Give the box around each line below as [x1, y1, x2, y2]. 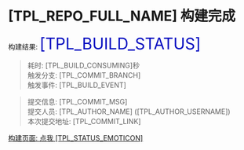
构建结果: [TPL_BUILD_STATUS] [8, 33, 202, 53]
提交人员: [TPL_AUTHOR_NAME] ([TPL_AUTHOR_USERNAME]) [27, 107, 231, 116]
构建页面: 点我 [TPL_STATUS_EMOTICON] [8, 133, 144, 142]
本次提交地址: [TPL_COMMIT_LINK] [27, 116, 141, 126]
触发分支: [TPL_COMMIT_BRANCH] [27, 70, 141, 79]
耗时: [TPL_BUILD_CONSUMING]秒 [27, 60, 140, 70]
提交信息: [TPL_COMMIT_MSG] [27, 97, 128, 106]
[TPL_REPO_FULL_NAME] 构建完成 [8, 7, 236, 25]
